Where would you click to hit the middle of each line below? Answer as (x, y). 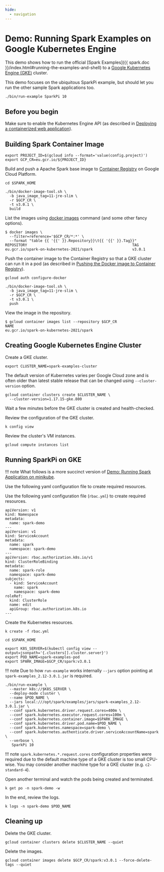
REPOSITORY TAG (72, 245)
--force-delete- (136, 860)
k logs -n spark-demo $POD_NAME (38, 806)
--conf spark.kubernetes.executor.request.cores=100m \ (68, 715)
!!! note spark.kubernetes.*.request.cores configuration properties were (78, 754)
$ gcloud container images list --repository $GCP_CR (61, 322)
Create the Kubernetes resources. (39, 622)
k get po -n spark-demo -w (33, 788)
